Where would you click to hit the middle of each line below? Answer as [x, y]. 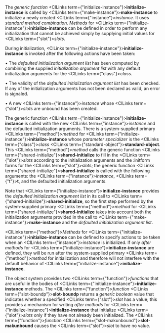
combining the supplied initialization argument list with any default [73, 68]
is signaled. [17, 94]
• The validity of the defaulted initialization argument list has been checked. [82, 83]
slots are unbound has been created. [60, 109]
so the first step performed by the [119, 201]
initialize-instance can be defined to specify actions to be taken [95, 237]
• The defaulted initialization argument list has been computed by [72, 63]
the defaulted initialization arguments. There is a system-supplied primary [80, 129]
